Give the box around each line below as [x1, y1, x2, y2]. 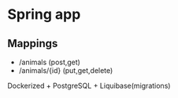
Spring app [7, 5, 81, 24]
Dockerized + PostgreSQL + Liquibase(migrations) [7, 81, 171, 90]
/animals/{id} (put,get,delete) [18, 66, 113, 75]
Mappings [7, 37, 58, 50]
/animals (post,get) [18, 57, 80, 67]
